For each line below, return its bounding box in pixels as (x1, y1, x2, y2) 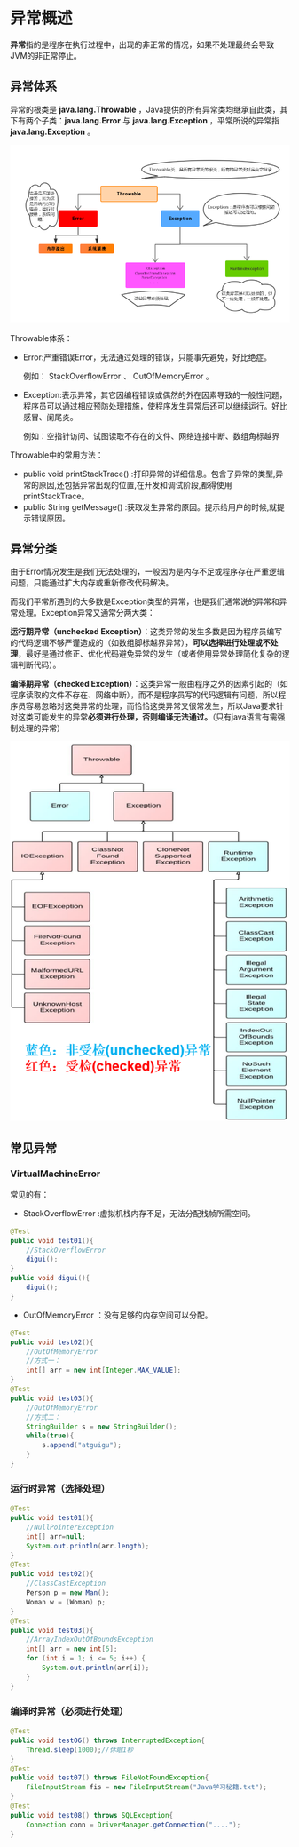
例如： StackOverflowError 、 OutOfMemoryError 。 (22, 370, 214, 381)
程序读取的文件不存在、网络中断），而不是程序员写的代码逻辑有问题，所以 (10, 689, 279, 700)
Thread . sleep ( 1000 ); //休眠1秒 (26, 1745, 134, 1755)
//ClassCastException (26, 1579, 106, 1588)
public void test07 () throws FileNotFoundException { (10, 1773, 209, 1782)
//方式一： (26, 1357, 61, 1365)
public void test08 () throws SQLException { (10, 1811, 174, 1819)
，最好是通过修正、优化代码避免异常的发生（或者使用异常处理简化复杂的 (18, 649, 282, 659)
